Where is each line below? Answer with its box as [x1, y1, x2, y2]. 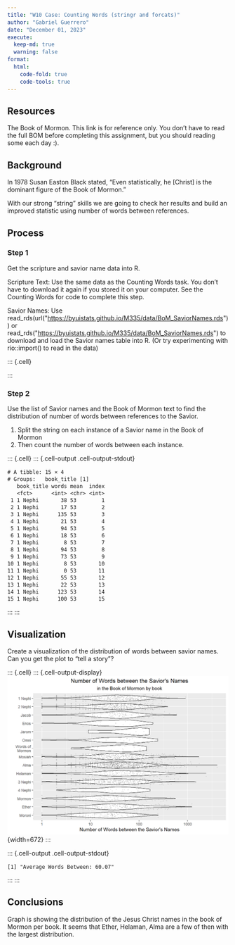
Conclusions [7, 896, 64, 908]
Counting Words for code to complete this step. [7, 292, 145, 301]
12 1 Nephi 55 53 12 [7, 575, 105, 582]
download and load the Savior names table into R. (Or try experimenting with [7, 336, 229, 344]
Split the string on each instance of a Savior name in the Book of [17, 426, 204, 434]
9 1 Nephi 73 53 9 [10, 553, 105, 561]
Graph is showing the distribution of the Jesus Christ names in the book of [7, 915, 222, 923]
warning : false [13, 49, 58, 56]
